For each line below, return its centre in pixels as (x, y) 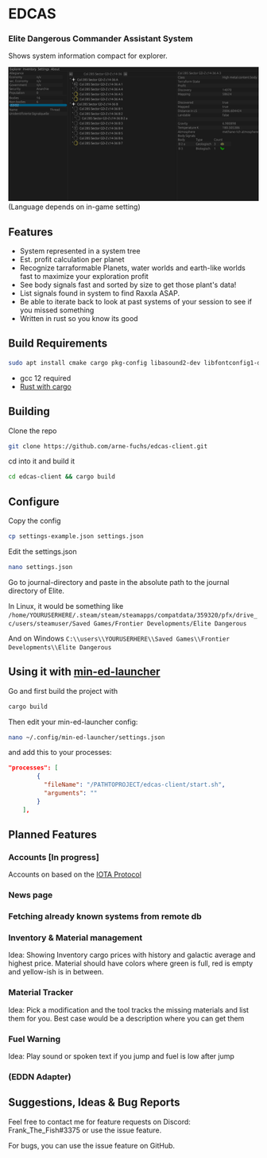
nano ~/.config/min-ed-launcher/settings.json (87, 737)
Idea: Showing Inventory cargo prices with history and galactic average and (132, 955)
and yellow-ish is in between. (56, 972)
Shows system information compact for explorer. (88, 56)
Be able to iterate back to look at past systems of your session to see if (136, 302)
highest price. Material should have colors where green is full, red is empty (131, 963)
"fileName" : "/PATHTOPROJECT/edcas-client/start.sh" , (134, 785)
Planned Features (53, 835)
